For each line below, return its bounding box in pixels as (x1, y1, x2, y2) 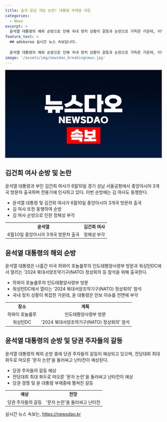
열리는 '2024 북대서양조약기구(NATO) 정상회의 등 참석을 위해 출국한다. (10, 269, 148, 275)
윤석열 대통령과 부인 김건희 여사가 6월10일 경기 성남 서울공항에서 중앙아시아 (5, 183, 152, 189)
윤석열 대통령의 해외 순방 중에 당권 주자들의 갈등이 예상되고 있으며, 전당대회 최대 (5, 350, 161, 356)
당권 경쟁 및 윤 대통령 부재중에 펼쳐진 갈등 (12, 380, 93, 386)
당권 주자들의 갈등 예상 (12, 367, 57, 373)
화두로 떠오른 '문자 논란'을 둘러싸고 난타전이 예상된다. (5, 357, 109, 363)
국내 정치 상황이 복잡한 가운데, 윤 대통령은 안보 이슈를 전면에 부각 (12, 292, 138, 298)
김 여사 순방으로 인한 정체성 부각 (12, 212, 75, 218)
